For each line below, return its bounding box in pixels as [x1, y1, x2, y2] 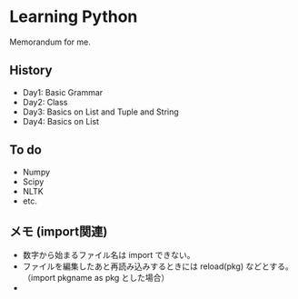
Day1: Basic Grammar [22, 86, 104, 97]
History [9, 63, 53, 78]
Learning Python [9, 6, 138, 27]
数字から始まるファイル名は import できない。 [22, 250, 195, 261]
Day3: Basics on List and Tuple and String [22, 106, 179, 117]
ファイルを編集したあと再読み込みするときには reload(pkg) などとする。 [22, 261, 293, 272]
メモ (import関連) [9, 224, 108, 239]
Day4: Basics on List [22, 115, 100, 126]
